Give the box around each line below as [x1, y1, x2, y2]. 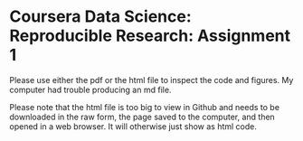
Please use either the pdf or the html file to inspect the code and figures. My [9, 74, 294, 85]
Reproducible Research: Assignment [9, 25, 291, 46]
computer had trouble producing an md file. [9, 84, 172, 95]
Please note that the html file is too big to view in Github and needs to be [9, 101, 280, 112]
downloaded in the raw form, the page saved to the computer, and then [9, 111, 276, 122]
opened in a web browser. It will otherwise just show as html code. [9, 120, 258, 132]
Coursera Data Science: [9, 6, 192, 27]
